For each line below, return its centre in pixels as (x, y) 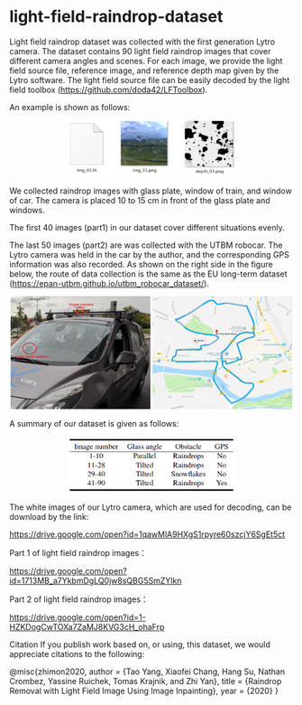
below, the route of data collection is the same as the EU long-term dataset (148, 274)
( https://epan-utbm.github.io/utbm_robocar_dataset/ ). (110, 283)
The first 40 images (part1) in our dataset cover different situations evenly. (147, 227)
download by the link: (49, 516)
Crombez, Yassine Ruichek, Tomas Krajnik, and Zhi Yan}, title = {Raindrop (146, 681)
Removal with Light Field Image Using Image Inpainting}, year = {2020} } (144, 691)
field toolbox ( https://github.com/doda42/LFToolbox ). (109, 89)
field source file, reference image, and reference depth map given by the (144, 70)
